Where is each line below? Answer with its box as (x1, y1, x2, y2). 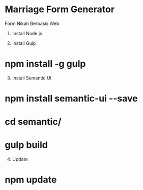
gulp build (5, 139, 48, 151)
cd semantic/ (5, 116, 62, 128)
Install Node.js (12, 30, 42, 36)
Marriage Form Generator (5, 4, 115, 15)
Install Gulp (12, 40, 36, 46)
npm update (5, 174, 57, 185)
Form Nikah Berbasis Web (5, 20, 60, 26)
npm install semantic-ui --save (5, 93, 138, 104)
